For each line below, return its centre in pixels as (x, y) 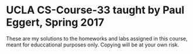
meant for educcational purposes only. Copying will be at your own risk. (93, 45)
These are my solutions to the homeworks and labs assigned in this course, (97, 38)
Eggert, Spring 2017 (55, 22)
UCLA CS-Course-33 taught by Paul (95, 10)
